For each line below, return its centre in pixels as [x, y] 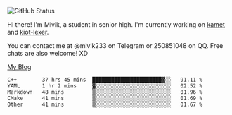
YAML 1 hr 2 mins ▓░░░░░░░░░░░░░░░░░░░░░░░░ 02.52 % [105, 86]
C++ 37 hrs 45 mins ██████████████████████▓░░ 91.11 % [105, 80]
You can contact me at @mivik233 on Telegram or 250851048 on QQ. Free [115, 46]
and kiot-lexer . [28, 32]
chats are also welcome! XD [48, 53]
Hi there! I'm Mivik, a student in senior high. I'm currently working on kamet [116, 24]
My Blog [19, 67]
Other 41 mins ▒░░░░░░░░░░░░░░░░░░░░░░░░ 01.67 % [105, 104]
